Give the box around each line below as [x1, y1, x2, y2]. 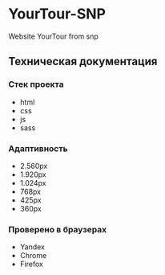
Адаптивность [8, 142, 68, 154]
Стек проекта [8, 79, 64, 90]
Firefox [19, 259, 44, 269]
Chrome [19, 251, 47, 261]
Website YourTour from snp [8, 31, 99, 41]
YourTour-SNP [8, 5, 107, 23]
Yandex [19, 242, 46, 252]
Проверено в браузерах [8, 224, 107, 235]
